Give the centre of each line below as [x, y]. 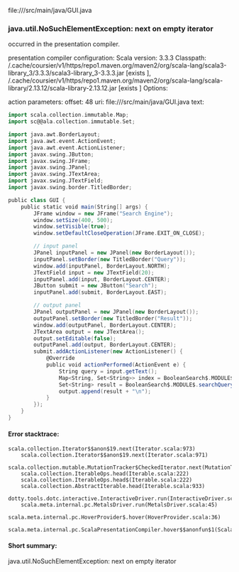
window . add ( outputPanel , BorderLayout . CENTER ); [105, 325]
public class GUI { [37, 200]
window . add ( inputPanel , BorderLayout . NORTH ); [102, 266]
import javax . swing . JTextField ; [56, 181]
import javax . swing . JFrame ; [50, 161]
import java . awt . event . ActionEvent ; [62, 141]
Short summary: [33, 545]
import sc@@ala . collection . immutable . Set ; [72, 122]
